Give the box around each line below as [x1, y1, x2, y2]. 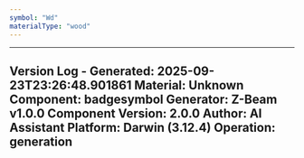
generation [9, 134, 73, 149]
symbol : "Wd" [9, 13, 59, 23]
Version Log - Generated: [9, 63, 156, 79]
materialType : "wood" [9, 22, 91, 31]
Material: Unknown [134, 78, 244, 93]
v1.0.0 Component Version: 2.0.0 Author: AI [9, 106, 262, 121]
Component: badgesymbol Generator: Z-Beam [9, 91, 278, 107]
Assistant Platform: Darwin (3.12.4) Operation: [9, 119, 276, 135]
